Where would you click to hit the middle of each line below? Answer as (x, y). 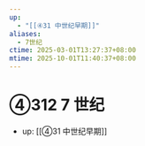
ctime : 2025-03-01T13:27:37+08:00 (73, 50)
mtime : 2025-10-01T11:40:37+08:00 (73, 58)
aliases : (25, 34)
